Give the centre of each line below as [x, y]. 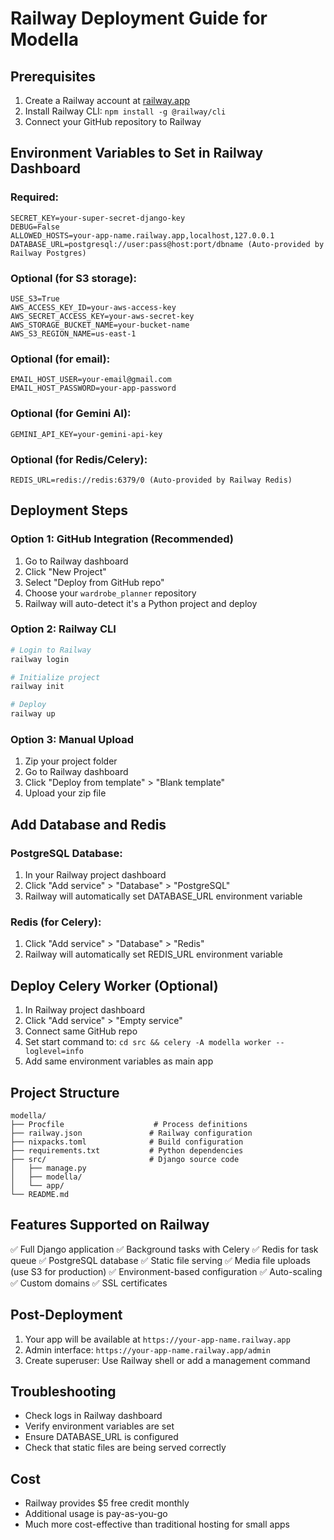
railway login [40, 659]
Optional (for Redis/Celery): [79, 459]
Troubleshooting [63, 1392]
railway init [37, 687]
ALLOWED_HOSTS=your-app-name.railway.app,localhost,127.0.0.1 [142, 235]
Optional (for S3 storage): [73, 278]
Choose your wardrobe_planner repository [110, 593]
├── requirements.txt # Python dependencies [127, 1151]
